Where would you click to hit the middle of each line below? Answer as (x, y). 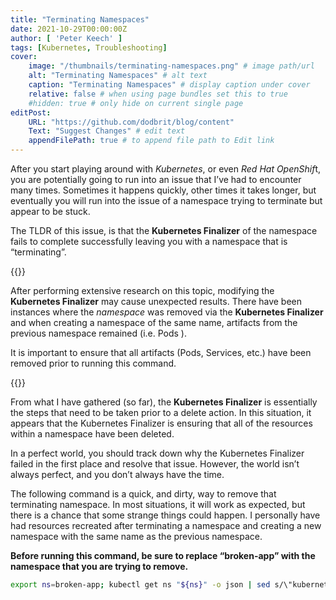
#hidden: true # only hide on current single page (136, 103)
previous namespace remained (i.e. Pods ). (98, 333)
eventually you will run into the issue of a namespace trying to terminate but (166, 200)
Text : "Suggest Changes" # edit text (107, 131)
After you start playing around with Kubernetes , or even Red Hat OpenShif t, (166, 169)
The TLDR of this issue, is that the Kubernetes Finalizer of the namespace (164, 230)
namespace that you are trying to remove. (99, 566)
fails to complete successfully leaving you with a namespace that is (149, 241)
